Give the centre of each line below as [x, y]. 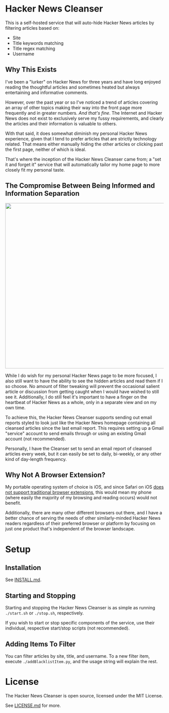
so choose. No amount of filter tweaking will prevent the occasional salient [82, 386]
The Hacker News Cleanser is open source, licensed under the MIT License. [84, 695]
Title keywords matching [38, 43]
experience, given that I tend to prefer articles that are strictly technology [81, 138]
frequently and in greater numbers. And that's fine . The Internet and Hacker [84, 113]
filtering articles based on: [32, 28]
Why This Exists [31, 70]
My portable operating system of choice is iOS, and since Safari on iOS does [84, 487]
